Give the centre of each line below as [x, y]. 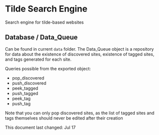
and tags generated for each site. [38, 59]
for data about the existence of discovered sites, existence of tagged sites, [80, 54]
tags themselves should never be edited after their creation [64, 118]
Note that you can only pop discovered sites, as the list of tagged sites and [80, 113]
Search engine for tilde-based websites [44, 22]
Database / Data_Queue [41, 37]
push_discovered [29, 83]
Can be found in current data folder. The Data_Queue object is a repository [79, 49]
